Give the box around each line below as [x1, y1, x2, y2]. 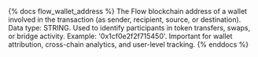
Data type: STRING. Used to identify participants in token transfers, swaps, [8, 23, 250, 32]
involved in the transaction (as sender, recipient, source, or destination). [8, 15, 241, 24]
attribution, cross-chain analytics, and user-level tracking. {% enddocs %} [8, 40, 249, 49]
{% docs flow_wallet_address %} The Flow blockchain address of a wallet [8, 7, 248, 16]
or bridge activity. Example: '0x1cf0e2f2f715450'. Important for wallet [8, 31, 233, 41]
